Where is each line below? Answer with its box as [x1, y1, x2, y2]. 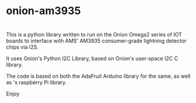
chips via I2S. [6, 44, 39, 51]
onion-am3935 [6, 4, 81, 18]
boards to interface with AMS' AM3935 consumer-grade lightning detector [6, 37, 187, 45]
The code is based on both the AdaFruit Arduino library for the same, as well [6, 72, 191, 80]
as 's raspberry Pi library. [6, 79, 67, 86]
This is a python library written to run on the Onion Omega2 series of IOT [6, 31, 183, 38]
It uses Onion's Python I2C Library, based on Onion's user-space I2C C [6, 55, 178, 62]
